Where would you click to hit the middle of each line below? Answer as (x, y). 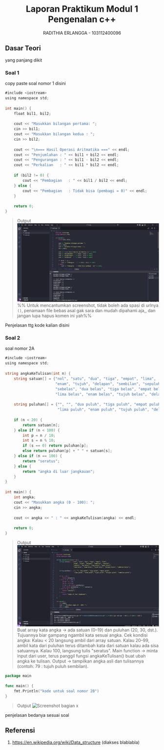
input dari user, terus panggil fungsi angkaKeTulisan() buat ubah (81, 656)
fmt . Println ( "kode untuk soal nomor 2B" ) (56, 691)
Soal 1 (12, 73)
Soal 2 (13, 338)
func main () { (20, 686)
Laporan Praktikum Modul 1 (82, 9)
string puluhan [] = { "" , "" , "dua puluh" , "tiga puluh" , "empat (81, 405)
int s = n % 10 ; (39, 441)
